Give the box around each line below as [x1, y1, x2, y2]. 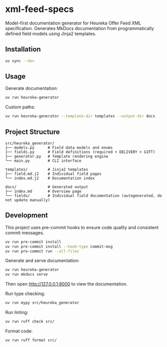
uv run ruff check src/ [5, 319, 55, 324]
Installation [5, 45, 41, 53]
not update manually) [5, 198, 50, 203]
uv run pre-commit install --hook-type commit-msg [5, 244, 113, 249]
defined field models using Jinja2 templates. [5, 30, 96, 36]
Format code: [5, 328, 33, 334]
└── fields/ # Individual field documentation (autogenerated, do [5, 193, 162, 198]
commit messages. [5, 230, 44, 236]
